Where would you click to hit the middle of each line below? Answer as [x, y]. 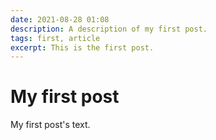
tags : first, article [55, 38]
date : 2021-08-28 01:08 [60, 19]
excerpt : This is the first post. [82, 47]
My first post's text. [50, 125]
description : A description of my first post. [109, 29]
